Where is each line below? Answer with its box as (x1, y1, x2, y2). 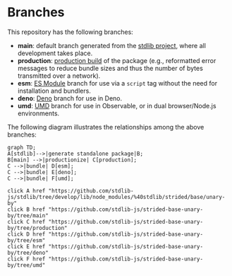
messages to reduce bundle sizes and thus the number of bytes (17, 64, 203, 72)
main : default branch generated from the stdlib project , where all (17, 41, 207, 50)
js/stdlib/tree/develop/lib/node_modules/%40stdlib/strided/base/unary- (7, 193, 226, 200)
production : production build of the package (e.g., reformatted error (17, 56, 216, 64)
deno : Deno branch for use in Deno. (17, 93, 123, 103)
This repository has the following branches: (7, 28, 134, 36)
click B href (7, 206, 46, 213)
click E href (7, 243, 46, 250)
